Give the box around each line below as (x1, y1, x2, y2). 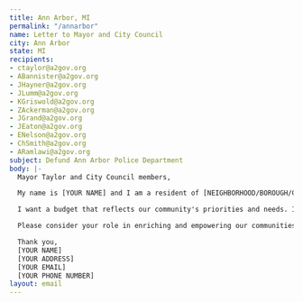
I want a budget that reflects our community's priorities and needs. (17, 205, 289, 215)
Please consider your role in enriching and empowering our (17, 222, 248, 231)
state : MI (9, 47, 47, 56)
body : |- (9, 164, 42, 173)
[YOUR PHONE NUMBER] (17, 271, 95, 280)
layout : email (9, 279, 63, 288)
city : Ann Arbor (9, 38, 70, 48)
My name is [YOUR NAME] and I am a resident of (17, 188, 200, 198)
